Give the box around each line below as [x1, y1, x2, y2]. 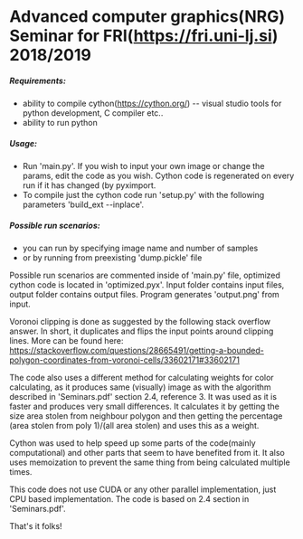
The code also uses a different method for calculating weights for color [9, 373, 274, 383]
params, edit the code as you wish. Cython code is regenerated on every [22, 170, 295, 182]
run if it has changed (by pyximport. [22, 180, 156, 191]
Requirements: [9, 75, 66, 86]
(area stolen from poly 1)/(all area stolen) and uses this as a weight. [9, 421, 260, 431]
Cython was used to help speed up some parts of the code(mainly [9, 438, 256, 449]
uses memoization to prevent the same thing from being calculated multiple [9, 457, 291, 468]
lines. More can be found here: [9, 336, 124, 346]
